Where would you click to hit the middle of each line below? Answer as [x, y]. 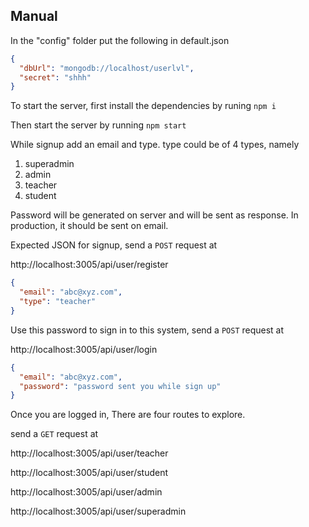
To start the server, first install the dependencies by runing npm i [143, 106]
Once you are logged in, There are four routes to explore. [128, 415]
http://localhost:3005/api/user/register [89, 265]
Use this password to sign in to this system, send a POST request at [147, 330]
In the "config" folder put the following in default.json [120, 40]
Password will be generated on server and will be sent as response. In [154, 215]
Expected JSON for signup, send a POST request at [114, 245]
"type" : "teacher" [58, 302]
